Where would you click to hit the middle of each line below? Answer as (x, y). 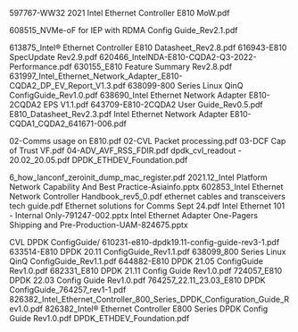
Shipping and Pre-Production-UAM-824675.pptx (99, 225)
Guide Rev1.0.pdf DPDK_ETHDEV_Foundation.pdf (99, 318)
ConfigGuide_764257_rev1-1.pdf (68, 289)
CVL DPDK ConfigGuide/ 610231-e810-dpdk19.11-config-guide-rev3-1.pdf (145, 242)
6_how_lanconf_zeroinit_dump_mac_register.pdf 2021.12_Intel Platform (138, 177)
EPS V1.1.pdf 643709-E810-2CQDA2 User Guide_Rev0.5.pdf (153, 105)
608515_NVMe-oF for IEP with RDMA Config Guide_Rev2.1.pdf (124, 30)
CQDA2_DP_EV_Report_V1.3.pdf (68, 85)
